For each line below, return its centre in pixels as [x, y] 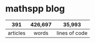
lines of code [72, 33]
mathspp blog [35, 9]
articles [17, 33]
